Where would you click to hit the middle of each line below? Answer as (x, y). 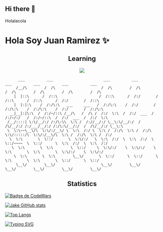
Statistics (82, 184)
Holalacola (16, 21)
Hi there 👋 (20, 9)
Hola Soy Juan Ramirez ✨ (57, 41)
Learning (82, 59)
